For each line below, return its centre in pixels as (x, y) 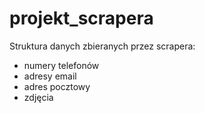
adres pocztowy (57, 86)
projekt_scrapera (81, 18)
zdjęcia (38, 97)
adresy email (50, 76)
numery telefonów (61, 65)
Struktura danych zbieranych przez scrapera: (102, 46)
